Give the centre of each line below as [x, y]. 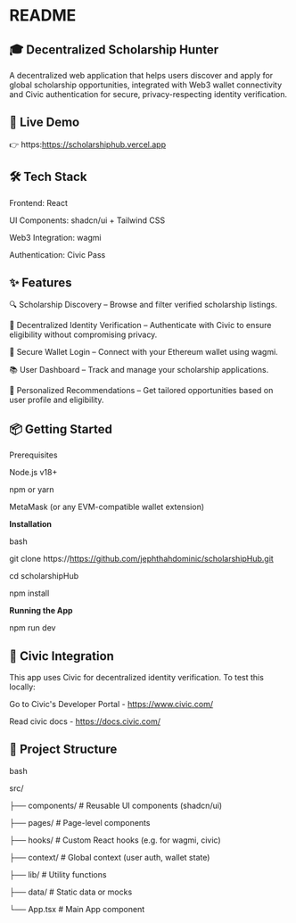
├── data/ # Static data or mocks [71, 892]
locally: [22, 687]
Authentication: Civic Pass [58, 254]
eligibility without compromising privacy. [83, 334]
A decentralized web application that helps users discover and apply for [141, 75]
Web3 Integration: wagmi [55, 237]
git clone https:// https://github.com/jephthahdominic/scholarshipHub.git [141, 559]
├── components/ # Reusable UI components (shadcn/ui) [116, 805]
